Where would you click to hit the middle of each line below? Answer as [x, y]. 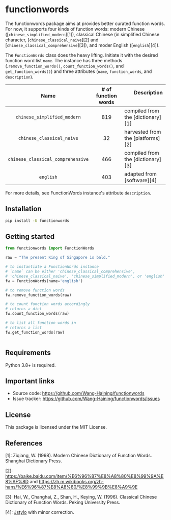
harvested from [143, 132]
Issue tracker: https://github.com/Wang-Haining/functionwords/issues [86, 399]
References [24, 443]
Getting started [30, 237]
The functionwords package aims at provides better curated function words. [85, 23]
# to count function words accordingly [48, 304]
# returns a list [24, 328]
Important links [30, 381]
